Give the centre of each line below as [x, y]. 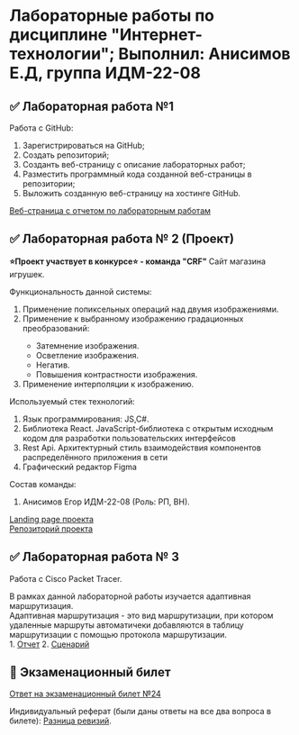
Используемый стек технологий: [72, 401]
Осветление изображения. [87, 355]
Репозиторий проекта [51, 529]
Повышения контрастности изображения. [117, 374]
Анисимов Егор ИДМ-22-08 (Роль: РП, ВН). [106, 502]
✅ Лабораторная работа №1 [91, 106]
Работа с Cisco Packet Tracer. [66, 578]
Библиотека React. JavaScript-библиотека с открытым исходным [148, 428]
